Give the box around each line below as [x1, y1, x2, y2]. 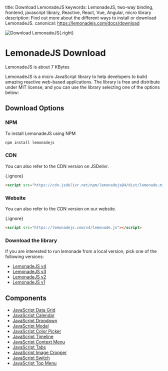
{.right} [59, 30, 74, 35]
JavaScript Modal [12, 322, 49, 329]
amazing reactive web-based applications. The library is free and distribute [5, 78, 160, 84]
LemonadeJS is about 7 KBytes [5, 63, 70, 69]
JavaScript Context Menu [12, 338, 65, 344]
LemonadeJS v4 [12, 263, 46, 269]
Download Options [5, 104, 64, 112]
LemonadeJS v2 [12, 274, 46, 280]
